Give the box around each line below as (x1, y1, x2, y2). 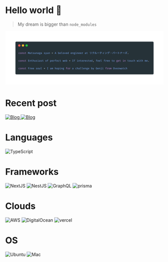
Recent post (5, 98, 57, 109)
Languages (5, 132, 53, 143)
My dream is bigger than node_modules (17, 21, 97, 27)
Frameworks (5, 166, 59, 178)
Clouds (5, 201, 36, 212)
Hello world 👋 (5, 5, 62, 16)
